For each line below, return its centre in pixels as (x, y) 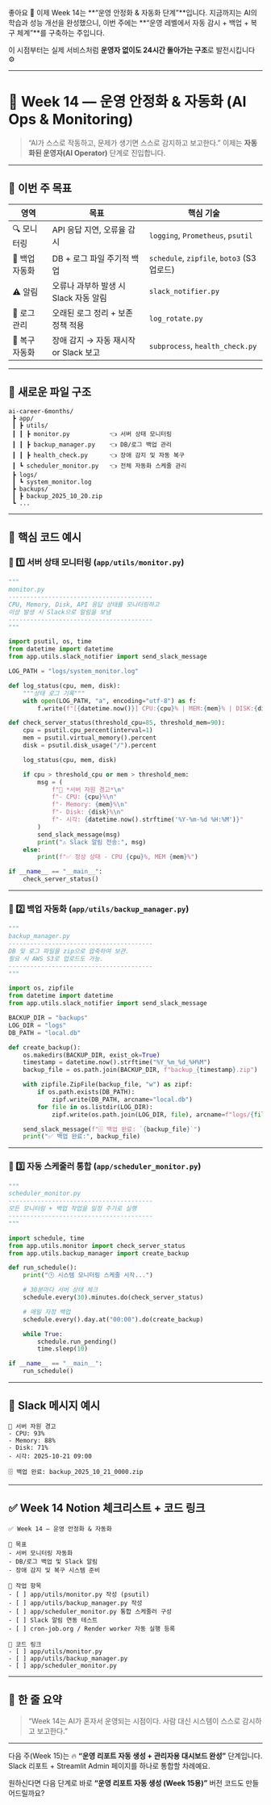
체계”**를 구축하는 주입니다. (60, 33)
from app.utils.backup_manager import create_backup (99, 1253)
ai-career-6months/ (41, 411)
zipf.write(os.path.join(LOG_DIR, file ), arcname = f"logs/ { (152, 1114)
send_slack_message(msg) (79, 835)
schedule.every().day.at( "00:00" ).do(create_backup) (113, 1319)
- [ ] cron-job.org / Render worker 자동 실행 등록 (92, 1629)
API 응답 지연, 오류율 (89, 230)
